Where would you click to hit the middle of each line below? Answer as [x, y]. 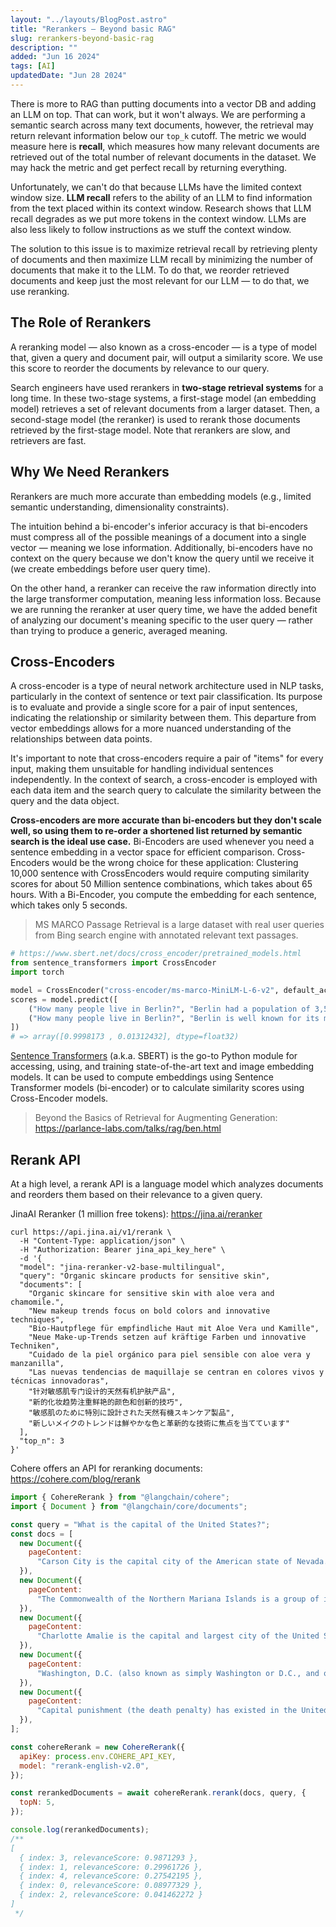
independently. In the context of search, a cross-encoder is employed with [164, 780]
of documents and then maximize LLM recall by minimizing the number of [162, 259]
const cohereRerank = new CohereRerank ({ [98, 1747]
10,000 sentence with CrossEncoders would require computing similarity [160, 873]
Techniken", [35, 1346]
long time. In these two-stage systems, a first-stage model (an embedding [163, 398]
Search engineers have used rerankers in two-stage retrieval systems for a [167, 387]
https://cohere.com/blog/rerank [75, 1479]
